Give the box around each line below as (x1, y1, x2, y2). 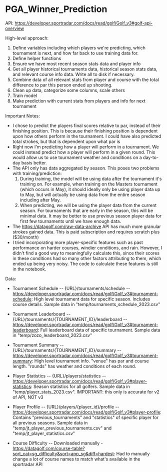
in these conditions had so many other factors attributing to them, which (12, 255, 161, 261)
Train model (12, 92, 37, 98)
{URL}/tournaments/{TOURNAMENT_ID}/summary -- (12, 347, 121, 353)
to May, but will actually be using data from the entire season (19, 191, 146, 197)
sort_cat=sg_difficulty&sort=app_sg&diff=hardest (12, 450, 114, 456)
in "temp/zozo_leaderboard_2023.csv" (12, 332, 92, 338)
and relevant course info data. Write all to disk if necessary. (12, 71, 135, 77)
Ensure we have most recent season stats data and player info (12, 60, 141, 66)
